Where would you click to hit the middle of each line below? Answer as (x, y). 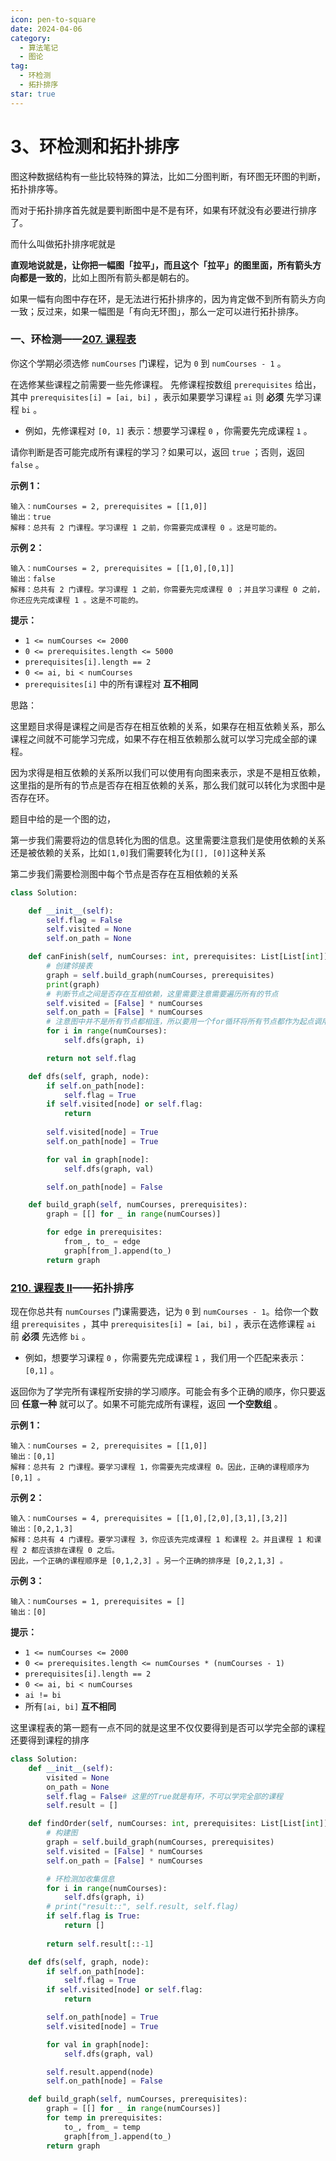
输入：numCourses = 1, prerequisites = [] (98, 1602)
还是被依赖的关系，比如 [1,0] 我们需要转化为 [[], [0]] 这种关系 (138, 852)
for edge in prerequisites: (104, 1232)
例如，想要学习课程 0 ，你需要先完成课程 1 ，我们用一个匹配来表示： (165, 1358)
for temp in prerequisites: (104, 2118)
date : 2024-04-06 (46, 29)
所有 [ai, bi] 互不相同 (70, 1707)
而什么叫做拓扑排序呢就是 (63, 243)
